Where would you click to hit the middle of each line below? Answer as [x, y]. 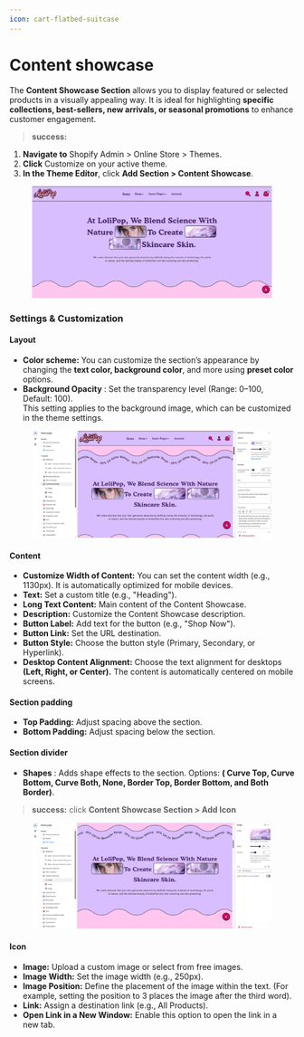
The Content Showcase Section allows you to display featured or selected [149, 90]
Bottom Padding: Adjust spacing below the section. [119, 732]
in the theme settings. [63, 418]
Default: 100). [47, 399]
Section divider [38, 753]
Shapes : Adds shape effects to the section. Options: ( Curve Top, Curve [158, 773]
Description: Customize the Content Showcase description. [134, 614]
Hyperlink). [43, 652]
